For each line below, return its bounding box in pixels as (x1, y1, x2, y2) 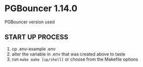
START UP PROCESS (4, 33, 69, 41)
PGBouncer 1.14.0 (4, 3, 78, 14)
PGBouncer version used (4, 19, 55, 25)
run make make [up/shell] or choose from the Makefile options (11, 56, 138, 62)
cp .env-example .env (11, 46, 56, 51)
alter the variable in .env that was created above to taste (11, 51, 125, 57)
